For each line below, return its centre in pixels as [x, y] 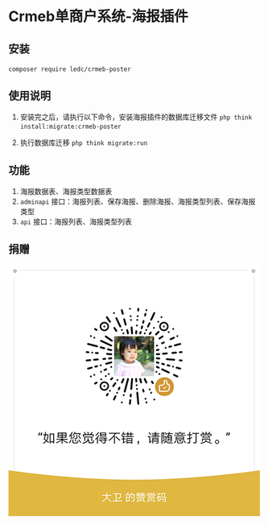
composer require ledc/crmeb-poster [70, 69]
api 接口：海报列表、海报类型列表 [76, 221]
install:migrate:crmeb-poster [71, 126]
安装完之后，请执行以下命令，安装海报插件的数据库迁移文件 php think [136, 117]
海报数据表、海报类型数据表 [66, 191]
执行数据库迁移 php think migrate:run [84, 143]
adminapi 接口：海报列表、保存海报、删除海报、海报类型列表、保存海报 [138, 201]
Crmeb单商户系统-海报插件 [99, 17]
